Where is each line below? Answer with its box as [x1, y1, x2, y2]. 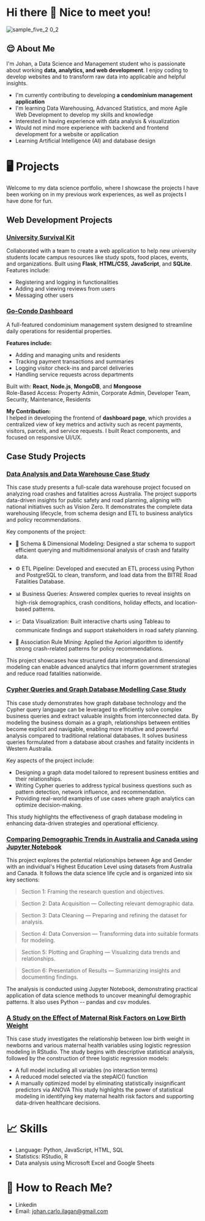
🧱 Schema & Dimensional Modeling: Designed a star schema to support [15, 540, 195, 548]
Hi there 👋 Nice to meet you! [6, 6, 151, 20]
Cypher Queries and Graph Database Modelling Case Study [6, 685, 187, 694]
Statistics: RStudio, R [15, 1153, 69, 1160]
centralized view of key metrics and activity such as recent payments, [6, 420, 182, 428]
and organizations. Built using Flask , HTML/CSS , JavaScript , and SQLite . [6, 260, 192, 267]
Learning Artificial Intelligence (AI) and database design [15, 137, 156, 144]
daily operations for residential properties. [6, 327, 112, 335]
